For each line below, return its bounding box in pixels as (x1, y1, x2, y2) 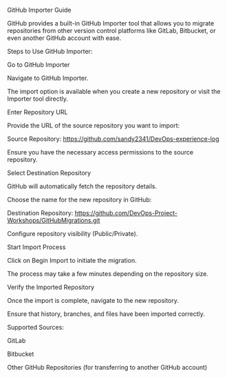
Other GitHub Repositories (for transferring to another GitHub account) (7, 364, 208, 371)
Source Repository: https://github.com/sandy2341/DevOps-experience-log (7, 135, 219, 143)
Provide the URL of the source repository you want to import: (7, 121, 180, 130)
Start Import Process (7, 243, 66, 251)
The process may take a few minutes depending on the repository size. (7, 270, 208, 278)
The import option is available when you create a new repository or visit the (7, 88, 221, 95)
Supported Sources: (7, 324, 64, 331)
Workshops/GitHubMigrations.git (7, 217, 100, 224)
